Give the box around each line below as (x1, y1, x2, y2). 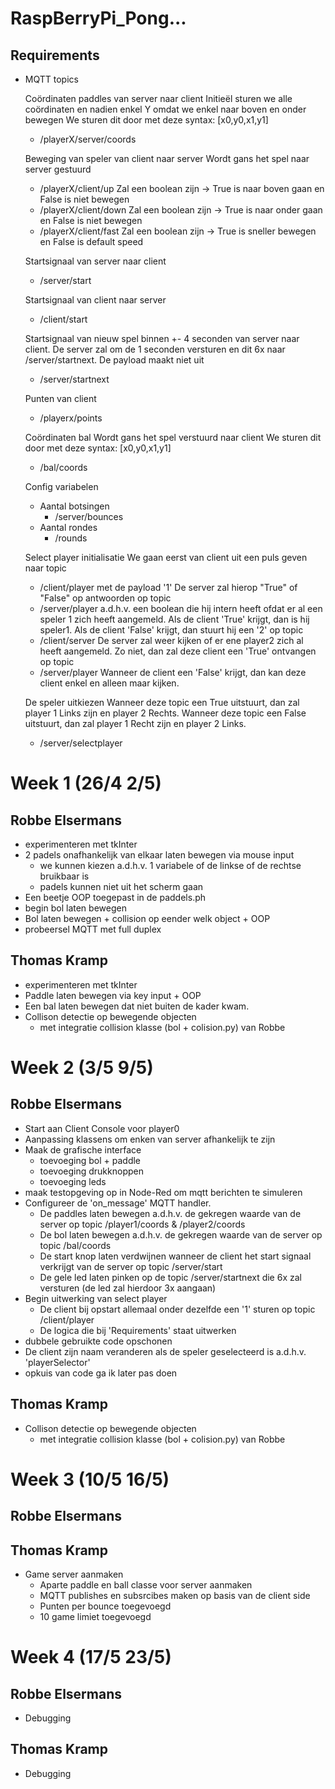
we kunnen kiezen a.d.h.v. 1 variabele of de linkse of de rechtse (39, 860, 302, 871)
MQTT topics (24, 73, 79, 85)
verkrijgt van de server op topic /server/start (39, 1260, 223, 1272)
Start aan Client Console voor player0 (24, 1122, 180, 1134)
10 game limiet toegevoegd (39, 1611, 152, 1623)
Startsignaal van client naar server (24, 294, 167, 306)
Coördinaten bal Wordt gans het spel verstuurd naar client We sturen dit (24, 432, 322, 443)
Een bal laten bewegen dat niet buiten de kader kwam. (24, 1000, 250, 1012)
